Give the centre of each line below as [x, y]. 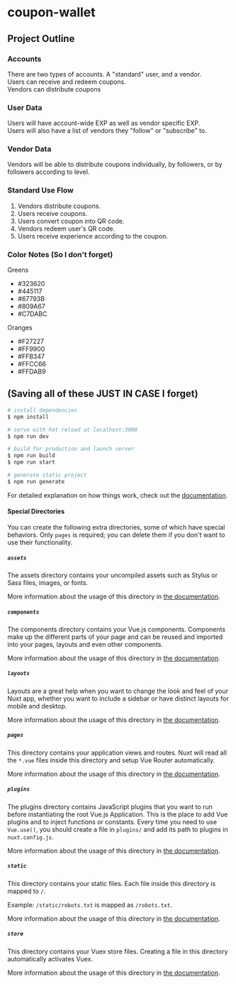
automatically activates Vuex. [50, 958]
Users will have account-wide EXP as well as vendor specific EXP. [104, 123]
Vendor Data [29, 149]
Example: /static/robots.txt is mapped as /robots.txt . [90, 904]
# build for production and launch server [71, 449]
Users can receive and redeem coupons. [67, 82]
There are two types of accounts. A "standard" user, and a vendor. [105, 74]
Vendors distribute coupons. [59, 206]
